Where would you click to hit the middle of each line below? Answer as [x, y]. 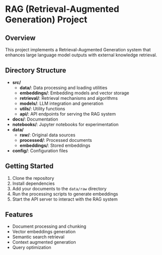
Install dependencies [34, 183]
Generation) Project [46, 20]
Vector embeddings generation [44, 232]
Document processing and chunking [49, 226]
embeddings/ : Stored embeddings [55, 145]
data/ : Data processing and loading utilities [63, 87]
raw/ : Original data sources [47, 135]
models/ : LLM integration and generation [61, 103]
